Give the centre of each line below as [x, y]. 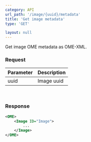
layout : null [19, 33]
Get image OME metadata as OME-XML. [46, 47]
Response [17, 106]
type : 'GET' [17, 24]
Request [15, 60]
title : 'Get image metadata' [35, 19]
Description [51, 73]
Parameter [20, 73]
